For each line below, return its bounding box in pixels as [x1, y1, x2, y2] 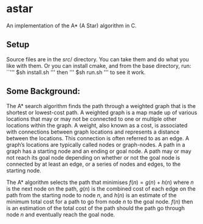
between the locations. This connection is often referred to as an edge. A [6, 134, 190, 141]
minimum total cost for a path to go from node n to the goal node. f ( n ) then [6, 198, 193, 205]
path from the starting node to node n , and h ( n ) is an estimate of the [6, 191, 177, 199]
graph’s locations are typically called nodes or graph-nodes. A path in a [6, 141, 185, 148]
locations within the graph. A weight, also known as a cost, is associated [6, 121, 188, 129]
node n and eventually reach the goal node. [6, 211, 115, 218]
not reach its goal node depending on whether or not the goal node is [6, 154, 181, 161]
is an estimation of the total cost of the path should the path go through [6, 204, 185, 211]
